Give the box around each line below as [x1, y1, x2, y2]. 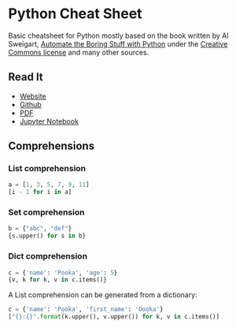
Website [19, 91, 47, 101]
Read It [8, 70, 43, 84]
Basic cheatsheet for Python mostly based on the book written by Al [8, 31, 229, 40]
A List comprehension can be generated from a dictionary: [8, 290, 198, 300]
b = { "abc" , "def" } [8, 225, 72, 233]
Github [19, 99, 42, 109]
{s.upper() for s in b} [8, 232, 87, 240]
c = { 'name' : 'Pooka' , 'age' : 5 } [8, 269, 118, 277]
